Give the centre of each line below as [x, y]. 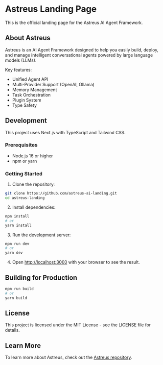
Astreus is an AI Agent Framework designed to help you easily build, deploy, [82, 49]
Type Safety [24, 105]
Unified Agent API [30, 79]
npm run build [20, 289]
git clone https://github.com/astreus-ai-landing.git [61, 194]
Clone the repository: [34, 184]
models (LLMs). [21, 60]
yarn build [16, 298]
